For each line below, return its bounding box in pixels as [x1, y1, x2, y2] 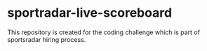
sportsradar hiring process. [7, 35, 86, 43]
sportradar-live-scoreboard [7, 5, 173, 21]
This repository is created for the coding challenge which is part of [7, 28, 200, 36]
